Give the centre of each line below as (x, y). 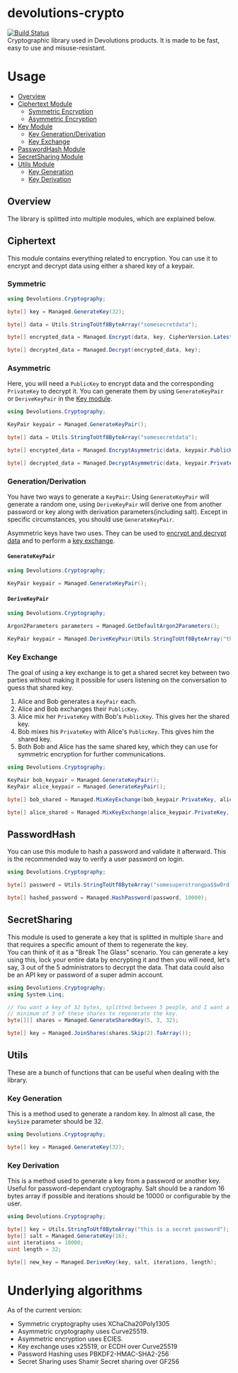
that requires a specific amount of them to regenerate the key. (98, 944)
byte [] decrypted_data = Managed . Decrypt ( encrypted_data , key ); (104, 350)
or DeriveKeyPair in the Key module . (60, 398)
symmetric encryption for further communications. (91, 754)
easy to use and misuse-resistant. (57, 48)
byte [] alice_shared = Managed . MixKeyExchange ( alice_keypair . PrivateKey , (119, 812)
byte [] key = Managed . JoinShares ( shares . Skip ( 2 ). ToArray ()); (100, 1033)
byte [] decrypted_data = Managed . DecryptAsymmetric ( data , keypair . (109, 463)
